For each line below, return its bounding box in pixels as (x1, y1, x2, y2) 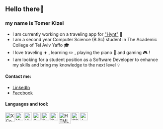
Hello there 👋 (5, 5, 45, 13)
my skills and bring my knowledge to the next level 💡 (12, 62, 120, 67)
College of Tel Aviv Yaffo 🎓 (12, 42, 70, 48)
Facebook (12, 90, 33, 96)
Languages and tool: (5, 101, 49, 107)
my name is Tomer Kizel (5, 20, 64, 27)
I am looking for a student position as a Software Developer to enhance (12, 57, 158, 63)
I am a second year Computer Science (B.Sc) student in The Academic (12, 36, 158, 42)
